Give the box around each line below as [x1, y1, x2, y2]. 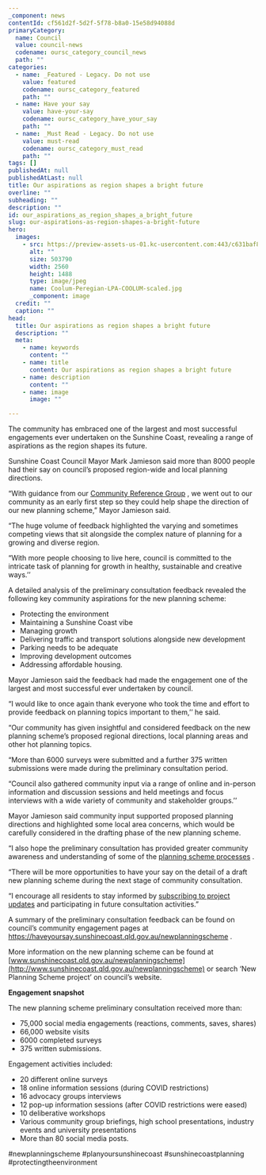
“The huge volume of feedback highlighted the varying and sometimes [8, 521, 239, 530]
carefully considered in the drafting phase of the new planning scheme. [8, 828, 241, 838]
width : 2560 [28, 263, 69, 271]
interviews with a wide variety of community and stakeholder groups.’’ [8, 796, 237, 806]
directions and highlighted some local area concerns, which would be [8, 819, 235, 830]
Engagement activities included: [8, 1059, 113, 1069]
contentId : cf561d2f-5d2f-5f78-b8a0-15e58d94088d [8, 19, 176, 27]
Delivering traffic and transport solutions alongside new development [19, 634, 245, 644]
